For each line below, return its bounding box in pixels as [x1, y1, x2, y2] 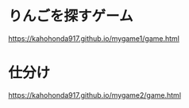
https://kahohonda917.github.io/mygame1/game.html [8, 33, 180, 43]
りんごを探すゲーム [8, 7, 133, 25]
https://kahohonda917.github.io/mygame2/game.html [8, 90, 181, 99]
